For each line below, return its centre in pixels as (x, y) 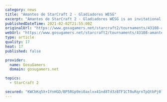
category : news (21, 10)
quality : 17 (17, 42)
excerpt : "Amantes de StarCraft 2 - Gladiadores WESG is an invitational (83, 19)
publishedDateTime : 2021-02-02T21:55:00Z (49, 24)
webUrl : (13, 33)
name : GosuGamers (28, 65)
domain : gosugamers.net (34, 69)
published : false (23, 51)
